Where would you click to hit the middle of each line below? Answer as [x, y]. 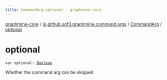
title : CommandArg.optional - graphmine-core [53, 10]
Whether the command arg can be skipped [49, 72]
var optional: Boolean [29, 63]
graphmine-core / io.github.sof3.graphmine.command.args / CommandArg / [83, 24]
